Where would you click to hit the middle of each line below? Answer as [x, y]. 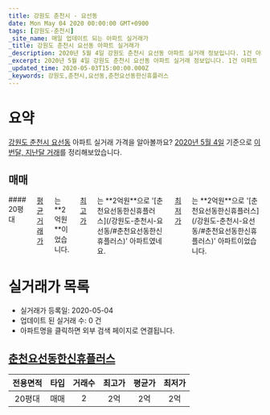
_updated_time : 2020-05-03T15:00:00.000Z [79, 68]
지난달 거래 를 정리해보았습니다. [74, 152]
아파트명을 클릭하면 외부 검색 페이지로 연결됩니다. [97, 330]
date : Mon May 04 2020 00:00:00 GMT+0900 [79, 23]
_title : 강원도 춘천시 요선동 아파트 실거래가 [74, 46]
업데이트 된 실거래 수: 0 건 [61, 321]
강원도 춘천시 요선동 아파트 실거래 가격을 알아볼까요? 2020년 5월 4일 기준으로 [131, 142]
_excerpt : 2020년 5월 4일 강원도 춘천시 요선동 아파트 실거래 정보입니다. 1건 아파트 [133, 61]
